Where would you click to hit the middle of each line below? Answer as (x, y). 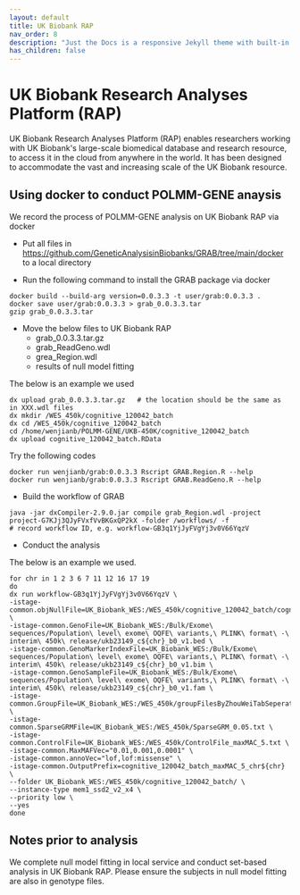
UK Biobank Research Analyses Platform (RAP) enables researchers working (150, 138)
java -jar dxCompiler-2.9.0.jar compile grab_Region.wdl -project (135, 513)
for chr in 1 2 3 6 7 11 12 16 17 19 (79, 578)
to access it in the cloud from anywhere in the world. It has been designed (146, 158)
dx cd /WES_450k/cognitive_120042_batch (86, 423)
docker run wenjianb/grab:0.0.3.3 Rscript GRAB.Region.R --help (131, 472)
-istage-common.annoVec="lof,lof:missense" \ (95, 758)
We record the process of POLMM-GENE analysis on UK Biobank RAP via (144, 216)
